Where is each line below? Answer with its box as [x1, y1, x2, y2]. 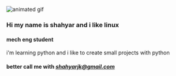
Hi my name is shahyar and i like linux [6, 21, 119, 29]
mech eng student [6, 36, 54, 43]
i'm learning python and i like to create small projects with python [6, 49, 170, 57]
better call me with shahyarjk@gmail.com [6, 63, 115, 70]
